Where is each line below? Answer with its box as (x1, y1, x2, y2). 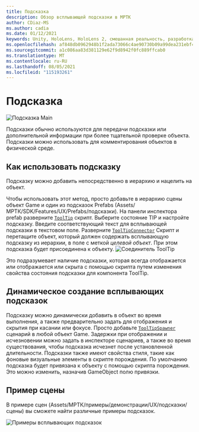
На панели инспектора (119, 208, 177, 215)
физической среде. (6, 144, 55, 151)
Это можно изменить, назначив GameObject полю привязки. (6, 368, 160, 375)
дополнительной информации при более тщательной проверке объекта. (6, 132, 191, 139)
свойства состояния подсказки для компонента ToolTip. (6, 270, 149, 276)
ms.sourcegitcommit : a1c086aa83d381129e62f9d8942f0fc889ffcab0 (6, 47, 166, 53)
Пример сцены (6, 385, 65, 395)
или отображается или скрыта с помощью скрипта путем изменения (6, 263, 182, 270)
